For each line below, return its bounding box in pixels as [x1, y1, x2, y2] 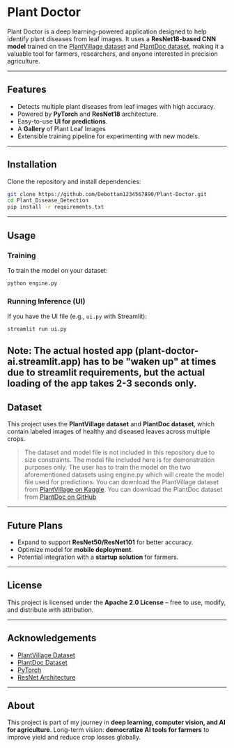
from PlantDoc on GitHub [24, 493, 97, 501]
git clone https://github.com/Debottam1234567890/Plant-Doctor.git [7, 190, 208, 197]
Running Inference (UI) [7, 296, 86, 306]
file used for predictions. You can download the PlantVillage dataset [24, 478, 219, 486]
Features [7, 84, 47, 96]
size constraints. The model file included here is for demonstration [24, 456, 215, 464]
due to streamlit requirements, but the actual [7, 367, 205, 379]
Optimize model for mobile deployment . [17, 545, 134, 553]
